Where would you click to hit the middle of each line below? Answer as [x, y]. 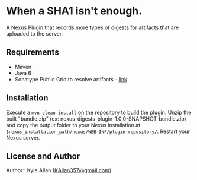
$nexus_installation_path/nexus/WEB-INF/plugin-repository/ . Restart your [98, 131]
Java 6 [23, 73]
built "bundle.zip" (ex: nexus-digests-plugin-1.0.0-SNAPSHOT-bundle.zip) [96, 119]
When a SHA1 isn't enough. [74, 11]
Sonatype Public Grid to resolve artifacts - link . [72, 79]
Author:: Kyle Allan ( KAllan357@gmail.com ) [59, 170]
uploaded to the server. [35, 33]
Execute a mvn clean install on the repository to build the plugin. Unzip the [99, 112]
